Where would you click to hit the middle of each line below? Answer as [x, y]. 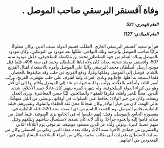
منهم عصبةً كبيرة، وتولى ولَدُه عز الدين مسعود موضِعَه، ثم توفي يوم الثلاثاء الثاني [87, 124]
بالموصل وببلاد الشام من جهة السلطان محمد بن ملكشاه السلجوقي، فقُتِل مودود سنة [83, 57]
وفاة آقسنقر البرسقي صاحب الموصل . [90, 11]
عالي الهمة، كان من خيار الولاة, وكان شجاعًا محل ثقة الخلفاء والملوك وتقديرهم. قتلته [83, 103]
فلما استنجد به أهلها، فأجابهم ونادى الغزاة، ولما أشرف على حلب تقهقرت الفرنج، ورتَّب [82, 77]
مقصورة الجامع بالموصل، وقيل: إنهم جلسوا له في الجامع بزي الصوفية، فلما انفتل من [83, 114]
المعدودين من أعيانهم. [139, 140]
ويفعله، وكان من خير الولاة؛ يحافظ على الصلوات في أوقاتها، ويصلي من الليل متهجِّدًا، [83, 99]
